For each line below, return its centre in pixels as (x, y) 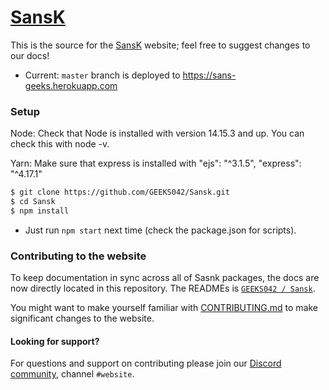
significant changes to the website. (82, 318)
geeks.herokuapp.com (71, 85)
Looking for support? (55, 341)
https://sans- (209, 75)
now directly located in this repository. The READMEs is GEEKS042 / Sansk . (163, 288)
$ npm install (40, 211)
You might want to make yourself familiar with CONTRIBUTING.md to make (164, 308)
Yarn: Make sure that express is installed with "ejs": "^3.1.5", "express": (156, 163)
